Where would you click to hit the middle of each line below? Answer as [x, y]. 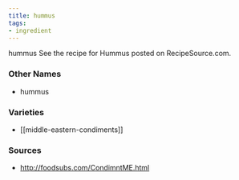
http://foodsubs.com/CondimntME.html [85, 168]
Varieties [26, 112]
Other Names [35, 74]
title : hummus [32, 16]
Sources [25, 150]
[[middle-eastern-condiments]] [71, 130]
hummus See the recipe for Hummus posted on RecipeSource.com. [120, 54]
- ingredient [30, 30]
